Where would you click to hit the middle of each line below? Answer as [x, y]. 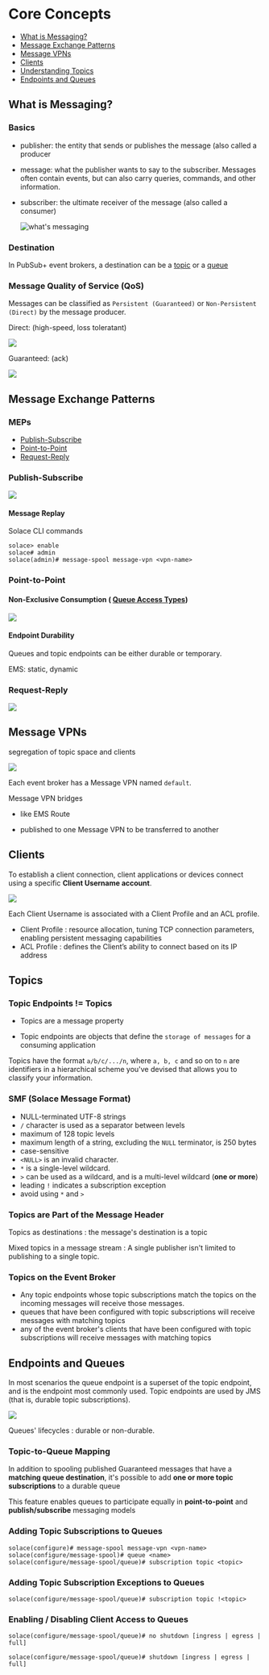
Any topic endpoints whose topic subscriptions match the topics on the [138, 1295]
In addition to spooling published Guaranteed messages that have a [120, 1469]
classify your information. [50, 1078]
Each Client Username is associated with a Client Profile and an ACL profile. [134, 914]
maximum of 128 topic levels [67, 1133]
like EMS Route [45, 814]
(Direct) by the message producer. [67, 312]
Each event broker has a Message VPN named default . [100, 782]
